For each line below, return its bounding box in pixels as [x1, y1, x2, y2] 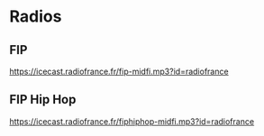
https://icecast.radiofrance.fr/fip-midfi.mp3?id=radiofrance [9, 66, 229, 77]
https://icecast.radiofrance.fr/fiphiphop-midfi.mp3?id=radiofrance [9, 115, 255, 127]
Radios [9, 6, 62, 27]
